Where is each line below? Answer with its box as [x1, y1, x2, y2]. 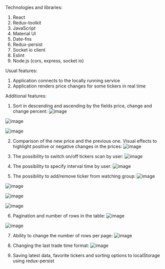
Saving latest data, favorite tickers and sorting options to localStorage [12, 253, 160, 258]
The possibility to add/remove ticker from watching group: [12, 173, 136, 179]
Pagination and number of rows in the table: [12, 213, 106, 219]
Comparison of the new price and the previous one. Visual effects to [12, 138, 157, 144]
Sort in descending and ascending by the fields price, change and [12, 103, 152, 109]
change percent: [12, 108, 48, 114]
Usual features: [5, 68, 37, 74]
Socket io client [12, 47, 46, 53]
